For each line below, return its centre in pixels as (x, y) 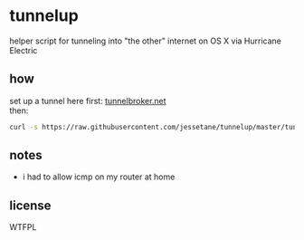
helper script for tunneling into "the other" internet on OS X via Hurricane (146, 41)
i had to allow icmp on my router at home (99, 177)
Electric (24, 50)
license (30, 205)
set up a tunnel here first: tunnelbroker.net (88, 101)
